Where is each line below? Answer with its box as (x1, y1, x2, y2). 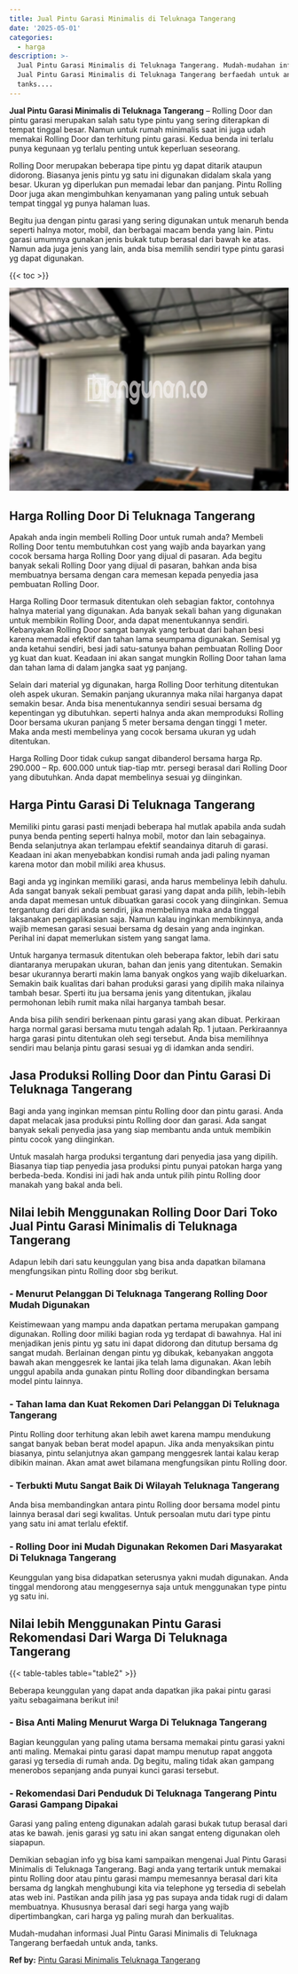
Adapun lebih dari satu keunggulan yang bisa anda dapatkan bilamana (9, 1256, 266, 1267)
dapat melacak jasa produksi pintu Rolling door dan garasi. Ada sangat (9, 1114, 267, 1126)
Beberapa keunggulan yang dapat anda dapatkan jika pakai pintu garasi (9, 1685, 271, 1695)
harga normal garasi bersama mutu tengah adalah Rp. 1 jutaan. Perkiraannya (9, 1023, 288, 1034)
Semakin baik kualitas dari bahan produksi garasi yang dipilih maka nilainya (9, 978, 285, 988)
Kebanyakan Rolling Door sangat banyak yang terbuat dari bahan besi (9, 625, 264, 635)
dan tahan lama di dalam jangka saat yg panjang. (9, 662, 188, 673)
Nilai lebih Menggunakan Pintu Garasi (9, 1616, 222, 1632)
